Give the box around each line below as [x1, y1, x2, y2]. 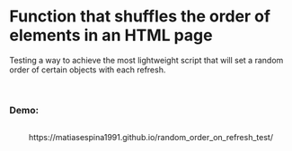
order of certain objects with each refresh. [9, 64, 166, 75]
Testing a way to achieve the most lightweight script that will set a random [9, 55, 284, 65]
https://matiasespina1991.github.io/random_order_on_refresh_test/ [28, 132, 274, 143]
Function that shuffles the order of [9, 6, 271, 27]
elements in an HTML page [9, 25, 213, 46]
